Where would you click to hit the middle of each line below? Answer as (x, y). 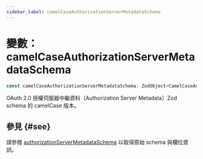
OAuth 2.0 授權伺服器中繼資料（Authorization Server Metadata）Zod (92, 98)
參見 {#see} (29, 127)
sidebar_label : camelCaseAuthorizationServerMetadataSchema (84, 12)
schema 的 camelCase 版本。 (43, 106)
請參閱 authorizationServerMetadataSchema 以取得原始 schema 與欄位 (95, 142)
